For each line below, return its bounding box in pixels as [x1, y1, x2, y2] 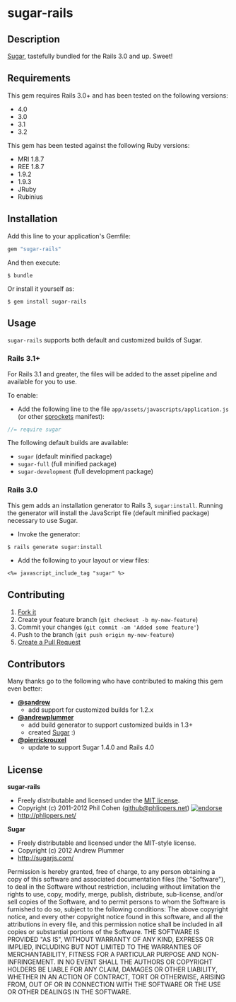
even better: [7, 684, 43, 693]
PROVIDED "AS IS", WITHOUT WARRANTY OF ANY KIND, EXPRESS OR [7, 935, 214, 944]
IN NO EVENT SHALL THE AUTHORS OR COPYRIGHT [57, 957, 213, 967]
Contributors [7, 658, 66, 670]
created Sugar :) [28, 728, 76, 737]
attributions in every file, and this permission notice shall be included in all [7, 920, 223, 928]
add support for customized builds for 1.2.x [28, 706, 154, 714]
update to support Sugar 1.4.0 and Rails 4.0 [28, 743, 154, 751]
